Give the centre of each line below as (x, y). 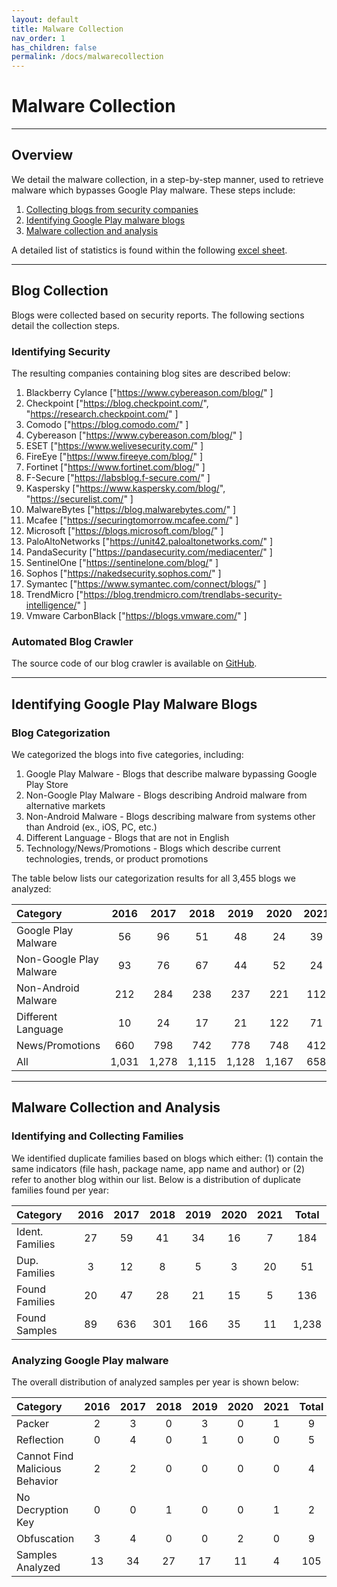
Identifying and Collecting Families (97, 1136)
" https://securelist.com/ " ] (79, 498)
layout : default (45, 19)
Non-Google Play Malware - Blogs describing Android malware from (166, 795)
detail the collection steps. (65, 325)
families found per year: (60, 1190)
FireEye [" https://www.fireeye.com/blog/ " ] (114, 456)
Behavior (37, 1481)
